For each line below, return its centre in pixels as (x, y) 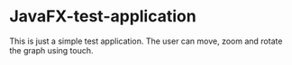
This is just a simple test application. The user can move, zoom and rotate (146, 41)
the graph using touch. (51, 50)
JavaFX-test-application (103, 16)
